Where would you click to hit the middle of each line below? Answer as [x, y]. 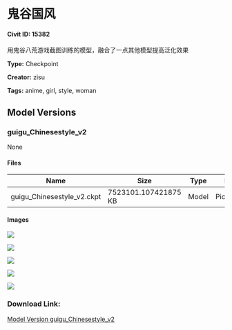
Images [18, 219]
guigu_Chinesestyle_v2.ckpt [56, 197]
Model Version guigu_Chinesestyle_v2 [61, 319]
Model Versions [42, 112]
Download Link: [34, 304]
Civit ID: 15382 [29, 34]
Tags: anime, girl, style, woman [52, 91]
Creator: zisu [26, 77]
